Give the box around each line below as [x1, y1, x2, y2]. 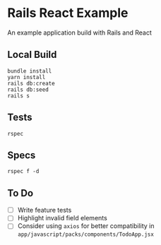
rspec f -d [7, 168, 40, 175]
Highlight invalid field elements [17, 214, 107, 222]
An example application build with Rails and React [7, 28, 152, 37]
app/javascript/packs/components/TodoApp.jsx [17, 231, 154, 238]
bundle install [7, 67, 52, 75]
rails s [7, 92, 30, 100]
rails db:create [7, 80, 55, 87]
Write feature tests [17, 206, 72, 215]
